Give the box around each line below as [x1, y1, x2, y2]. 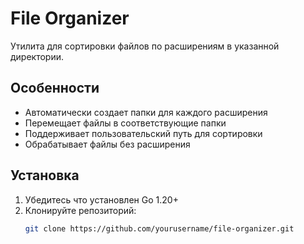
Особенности [10, 80, 100, 97]
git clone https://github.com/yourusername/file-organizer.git [24, 223, 295, 234]
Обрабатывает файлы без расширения [24, 138, 191, 150]
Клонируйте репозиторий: [24, 204, 137, 216]
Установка [10, 167, 80, 184]
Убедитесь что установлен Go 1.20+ [24, 193, 179, 206]
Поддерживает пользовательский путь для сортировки [24, 127, 263, 139]
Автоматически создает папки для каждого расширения [24, 106, 268, 118]
